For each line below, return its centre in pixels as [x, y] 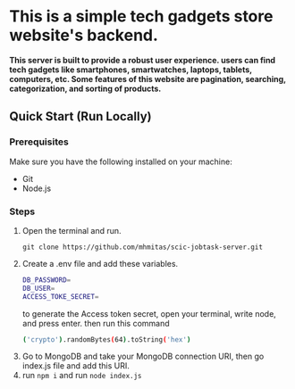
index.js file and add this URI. [76, 366]
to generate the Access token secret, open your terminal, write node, [149, 313]
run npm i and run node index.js [82, 376]
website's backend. [84, 35]
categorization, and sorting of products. [85, 88]
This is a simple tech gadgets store [141, 17]
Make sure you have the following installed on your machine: [121, 161]
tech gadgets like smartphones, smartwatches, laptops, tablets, [131, 70]
